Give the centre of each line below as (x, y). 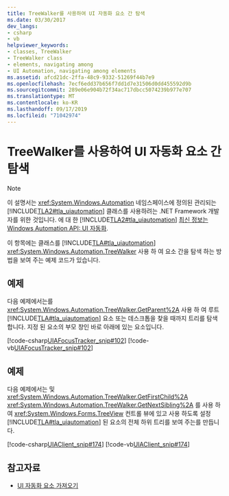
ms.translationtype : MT (41, 97)
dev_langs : (23, 26)
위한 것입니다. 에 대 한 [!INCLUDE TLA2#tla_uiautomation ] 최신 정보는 (114, 220)
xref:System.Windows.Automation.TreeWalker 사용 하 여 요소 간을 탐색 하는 (111, 251)
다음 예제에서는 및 (31, 389)
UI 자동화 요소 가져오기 (48, 485)
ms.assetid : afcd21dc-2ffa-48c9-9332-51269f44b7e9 (81, 77)
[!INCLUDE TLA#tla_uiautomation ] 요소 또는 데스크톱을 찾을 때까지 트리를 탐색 (112, 318)
